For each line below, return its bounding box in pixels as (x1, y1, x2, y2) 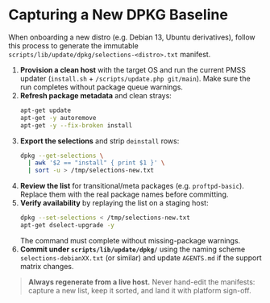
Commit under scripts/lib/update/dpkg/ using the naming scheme (19, 244, 246, 254)
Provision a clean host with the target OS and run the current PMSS (19, 64, 247, 74)
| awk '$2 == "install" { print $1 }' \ (27, 159, 165, 167)
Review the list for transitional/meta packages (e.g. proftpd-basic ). (19, 181, 244, 191)
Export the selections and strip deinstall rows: (19, 135, 180, 146)
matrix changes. (19, 261, 74, 271)
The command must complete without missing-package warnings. (19, 235, 241, 245)
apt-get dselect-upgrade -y (19, 222, 114, 230)
